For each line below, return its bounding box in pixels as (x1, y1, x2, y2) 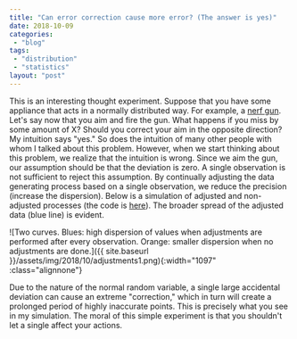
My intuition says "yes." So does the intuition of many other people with (9, 133, 272, 144)
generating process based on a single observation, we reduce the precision (9, 180, 287, 192)
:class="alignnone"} (9, 264, 83, 275)
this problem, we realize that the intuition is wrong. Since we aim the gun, (9, 153, 278, 163)
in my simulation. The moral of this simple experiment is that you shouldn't (9, 310, 283, 321)
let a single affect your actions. (9, 319, 123, 330)
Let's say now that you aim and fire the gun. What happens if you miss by (9, 114, 279, 125)
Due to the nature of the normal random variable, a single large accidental (9, 282, 281, 293)
